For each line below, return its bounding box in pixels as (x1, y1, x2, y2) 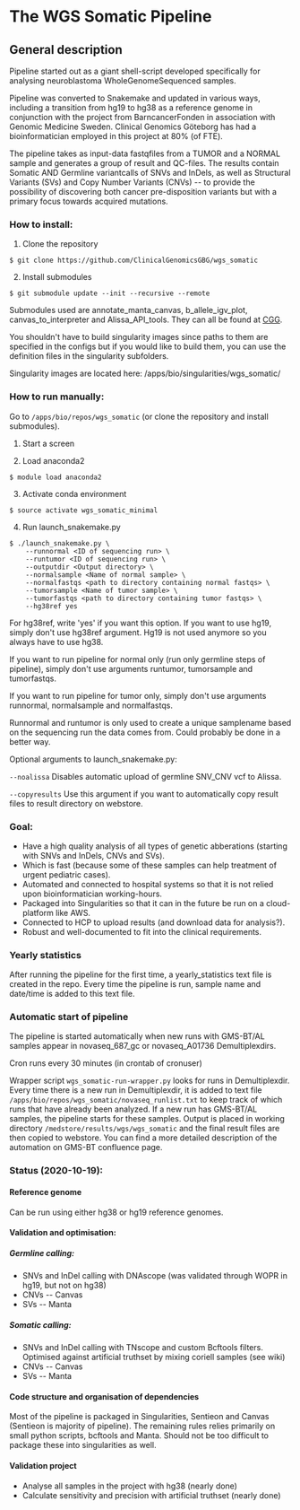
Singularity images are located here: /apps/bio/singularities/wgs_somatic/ (9, 368, 281, 379)
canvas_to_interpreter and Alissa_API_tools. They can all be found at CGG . (9, 314, 283, 325)
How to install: (9, 218, 73, 231)
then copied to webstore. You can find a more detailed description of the (9, 1132, 278, 1143)
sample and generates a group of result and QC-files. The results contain (9, 158, 279, 168)
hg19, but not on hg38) (21, 1280, 107, 1291)
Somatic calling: (9, 1319, 72, 1330)
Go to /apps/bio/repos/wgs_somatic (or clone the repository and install (9, 411, 269, 422)
